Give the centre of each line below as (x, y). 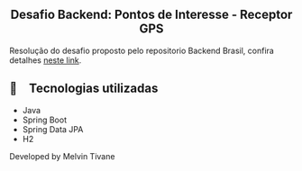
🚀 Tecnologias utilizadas (84, 89)
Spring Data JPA (53, 129)
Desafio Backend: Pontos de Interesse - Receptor (151, 15)
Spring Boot (45, 120)
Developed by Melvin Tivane (62, 156)
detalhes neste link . (46, 60)
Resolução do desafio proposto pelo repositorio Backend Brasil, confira (142, 50)
